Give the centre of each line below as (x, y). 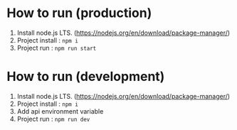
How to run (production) (79, 13)
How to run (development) (86, 77)
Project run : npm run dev (53, 119)
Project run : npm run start (57, 48)
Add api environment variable (60, 111)
